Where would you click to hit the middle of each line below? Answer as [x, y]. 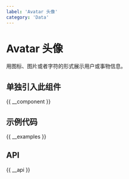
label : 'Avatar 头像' [32, 12]
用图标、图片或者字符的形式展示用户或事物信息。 [66, 66]
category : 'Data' [28, 17]
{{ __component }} [29, 101]
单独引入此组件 [34, 87]
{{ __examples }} [26, 137]
